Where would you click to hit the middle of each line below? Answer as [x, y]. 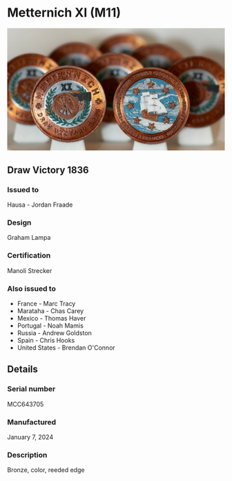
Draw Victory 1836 [48, 170]
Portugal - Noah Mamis [50, 326]
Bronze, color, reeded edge [46, 470]
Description [27, 455]
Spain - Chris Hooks [46, 341]
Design [19, 223]
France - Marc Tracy [46, 304]
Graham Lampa [29, 238]
